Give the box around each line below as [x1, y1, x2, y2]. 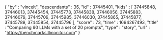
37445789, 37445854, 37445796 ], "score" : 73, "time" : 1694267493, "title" [4, 19, 159, 25]
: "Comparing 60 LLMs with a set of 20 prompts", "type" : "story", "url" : [4, 25, 150, 30]
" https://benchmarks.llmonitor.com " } [4, 30, 81, 35]
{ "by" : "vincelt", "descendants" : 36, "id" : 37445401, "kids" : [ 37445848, [4, 4, 157, 10]
